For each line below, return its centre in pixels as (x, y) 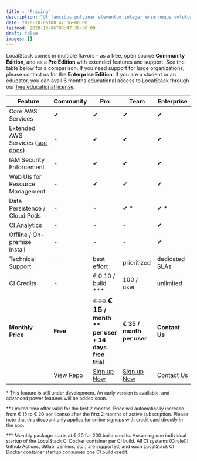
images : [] (19, 39)
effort (101, 266)
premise (20, 242)
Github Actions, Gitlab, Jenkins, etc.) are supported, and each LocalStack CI (90, 447)
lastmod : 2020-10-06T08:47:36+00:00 (51, 28)
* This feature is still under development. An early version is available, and (88, 393)
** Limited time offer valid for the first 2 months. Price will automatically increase (95, 408)
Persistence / (27, 208)
